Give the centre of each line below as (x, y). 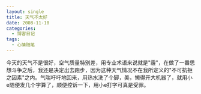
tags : (13, 39)
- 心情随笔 (23, 45)
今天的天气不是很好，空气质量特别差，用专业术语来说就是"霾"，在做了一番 (98, 62)
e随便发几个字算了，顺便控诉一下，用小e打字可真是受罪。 (78, 84)
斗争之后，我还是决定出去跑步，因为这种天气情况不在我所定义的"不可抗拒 (102, 70)
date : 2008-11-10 (28, 23)
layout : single (25, 12)
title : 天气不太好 (27, 17)
